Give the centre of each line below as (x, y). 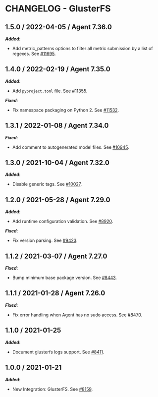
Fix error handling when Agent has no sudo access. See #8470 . (77, 315)
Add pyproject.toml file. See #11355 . (50, 91)
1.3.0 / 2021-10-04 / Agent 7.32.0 (57, 163)
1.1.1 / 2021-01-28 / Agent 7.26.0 (55, 293)
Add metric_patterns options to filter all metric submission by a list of (82, 48)
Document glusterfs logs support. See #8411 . (58, 352)
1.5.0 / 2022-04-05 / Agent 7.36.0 (59, 27)
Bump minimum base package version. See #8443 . (65, 278)
